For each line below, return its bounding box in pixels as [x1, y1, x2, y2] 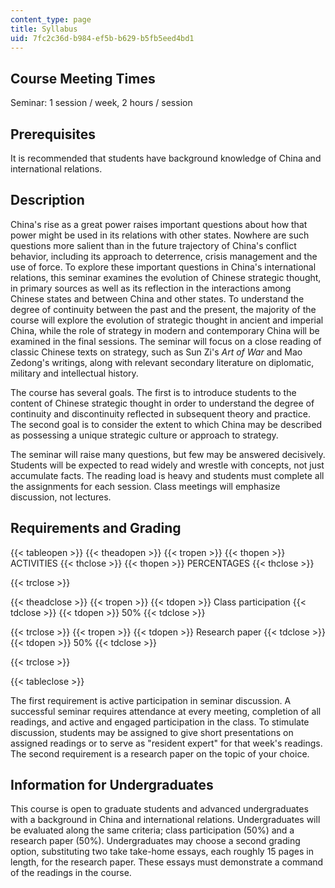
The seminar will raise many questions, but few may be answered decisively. [10, 448, 326, 460]
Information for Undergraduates [10, 777, 214, 794]
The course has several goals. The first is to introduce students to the [10, 386, 297, 398]
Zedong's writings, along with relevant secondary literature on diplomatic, [10, 356, 315, 368]
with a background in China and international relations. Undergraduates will [10, 814, 321, 826]
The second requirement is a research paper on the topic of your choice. [10, 747, 310, 760]
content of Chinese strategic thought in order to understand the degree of [10, 397, 315, 409]
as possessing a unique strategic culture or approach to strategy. [10, 429, 279, 441]
